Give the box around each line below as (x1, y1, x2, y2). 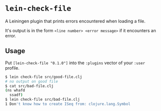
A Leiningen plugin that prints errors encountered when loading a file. (5, 18, 146, 24)
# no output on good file (5, 79, 58, 84)
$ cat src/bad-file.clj (5, 83, 54, 89)
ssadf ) (9, 92, 23, 97)
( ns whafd (5, 88, 26, 93)
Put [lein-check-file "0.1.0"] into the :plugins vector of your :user (5, 60, 145, 66)
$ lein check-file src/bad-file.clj (5, 97, 80, 102)
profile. (5, 65, 20, 71)
